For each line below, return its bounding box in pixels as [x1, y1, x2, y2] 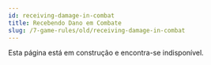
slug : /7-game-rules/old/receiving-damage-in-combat [8, 26, 186, 34]
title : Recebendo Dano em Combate [8, 19, 122, 27]
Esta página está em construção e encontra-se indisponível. [8, 48, 204, 58]
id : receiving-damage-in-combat [8, 11, 115, 20]
